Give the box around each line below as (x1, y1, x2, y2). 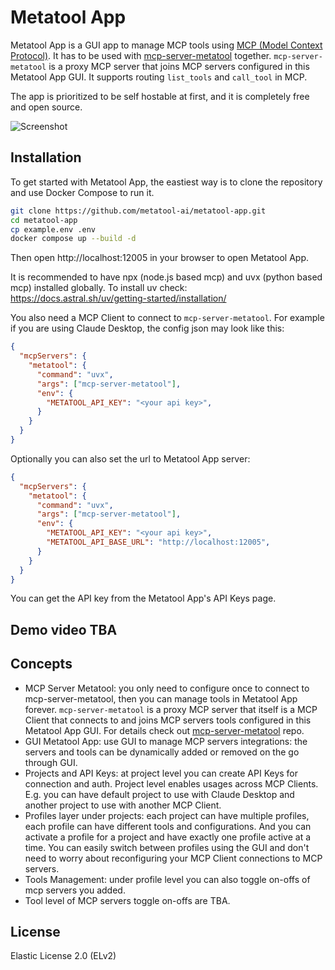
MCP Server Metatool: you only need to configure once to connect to (24, 682, 310, 694)
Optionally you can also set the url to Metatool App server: (10, 452, 251, 465)
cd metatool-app (10, 215, 78, 225)
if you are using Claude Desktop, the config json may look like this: (10, 322, 285, 335)
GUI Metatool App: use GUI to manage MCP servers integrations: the (24, 735, 308, 747)
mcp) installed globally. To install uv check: (10, 282, 188, 294)
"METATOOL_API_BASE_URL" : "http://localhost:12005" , (46, 537, 271, 547)
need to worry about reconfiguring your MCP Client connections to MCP (24, 852, 323, 864)
